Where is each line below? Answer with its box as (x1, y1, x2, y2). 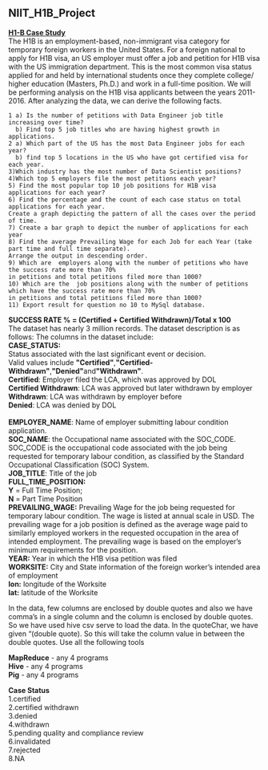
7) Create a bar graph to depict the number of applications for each (8, 224, 249, 232)
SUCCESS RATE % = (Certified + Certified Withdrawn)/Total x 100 (8, 314, 232, 324)
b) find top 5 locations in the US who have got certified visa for (15, 153, 249, 161)
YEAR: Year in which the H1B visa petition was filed (8, 553, 178, 563)
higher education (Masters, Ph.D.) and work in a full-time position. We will (8, 79, 251, 88)
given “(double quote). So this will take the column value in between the (8, 629, 246, 638)
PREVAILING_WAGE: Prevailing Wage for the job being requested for (8, 502, 236, 512)
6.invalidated (8, 736, 50, 746)
